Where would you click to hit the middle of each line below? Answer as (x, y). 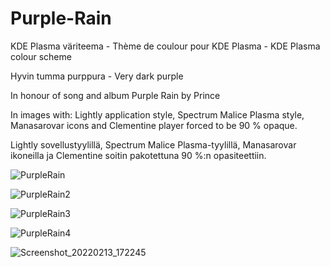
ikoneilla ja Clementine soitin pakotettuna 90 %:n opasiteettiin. (138, 155)
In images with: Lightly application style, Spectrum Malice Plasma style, (157, 114)
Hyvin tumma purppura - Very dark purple (97, 76)
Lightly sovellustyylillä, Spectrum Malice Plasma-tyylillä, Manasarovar (153, 144)
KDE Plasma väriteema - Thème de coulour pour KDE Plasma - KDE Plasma (165, 46)
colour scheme (41, 56)
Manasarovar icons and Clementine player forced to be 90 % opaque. (154, 125)
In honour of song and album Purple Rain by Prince (115, 95)
